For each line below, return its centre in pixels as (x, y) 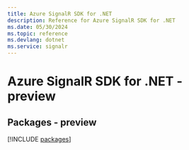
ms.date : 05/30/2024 (38, 27)
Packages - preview (52, 122)
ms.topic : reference (38, 33)
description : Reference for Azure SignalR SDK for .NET (91, 20)
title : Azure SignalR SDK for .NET (60, 14)
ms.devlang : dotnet (36, 40)
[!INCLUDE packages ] (39, 139)
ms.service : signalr (38, 46)
